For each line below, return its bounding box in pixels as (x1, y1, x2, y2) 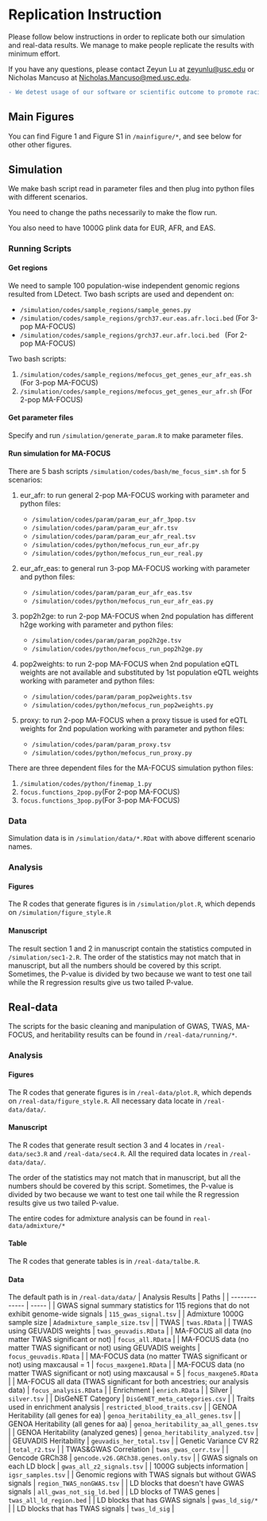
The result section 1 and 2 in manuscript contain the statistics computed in (8, 944, 252, 953)
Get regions (8, 263, 48, 272)
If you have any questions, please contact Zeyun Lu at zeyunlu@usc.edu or (8, 64, 255, 73)
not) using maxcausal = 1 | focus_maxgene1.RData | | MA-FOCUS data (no (8, 1360, 245, 1370)
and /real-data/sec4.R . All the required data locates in (48, 1148, 228, 1158)
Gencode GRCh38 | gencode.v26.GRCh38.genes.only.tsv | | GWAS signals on (8, 1453, 258, 1463)
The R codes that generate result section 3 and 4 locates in (8, 1140, 203, 1150)
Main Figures (8, 110, 75, 124)
